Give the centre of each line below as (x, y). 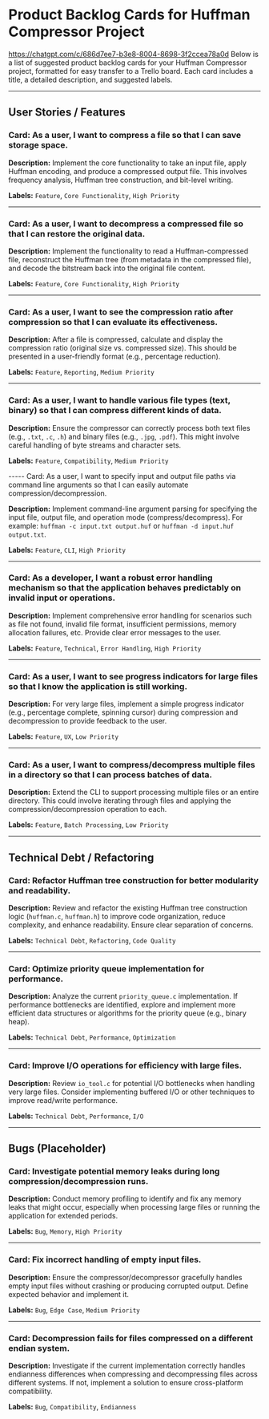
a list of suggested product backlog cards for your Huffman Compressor (128, 63)
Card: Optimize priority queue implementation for (106, 969)
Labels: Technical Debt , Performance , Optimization (92, 1037)
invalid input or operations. (62, 598)
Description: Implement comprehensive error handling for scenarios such (130, 615)
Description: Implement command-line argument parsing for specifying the (133, 509)
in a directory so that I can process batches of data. (110, 775)
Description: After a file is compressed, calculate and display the (116, 339)
